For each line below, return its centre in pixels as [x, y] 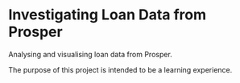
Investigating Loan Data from [108, 15]
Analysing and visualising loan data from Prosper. [91, 54]
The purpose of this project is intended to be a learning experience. [120, 69]
